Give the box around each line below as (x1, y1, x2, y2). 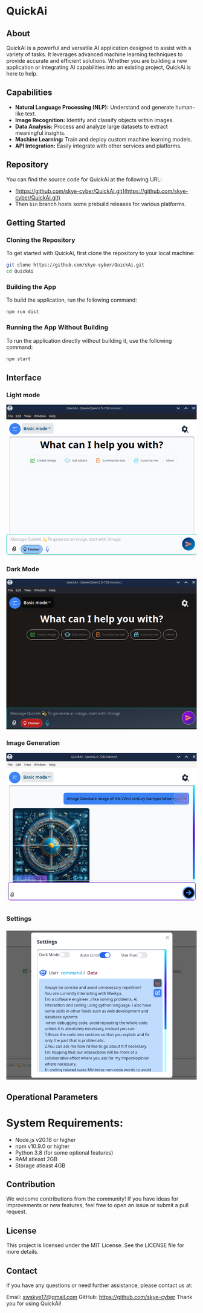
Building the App (6, 282, 56, 291)
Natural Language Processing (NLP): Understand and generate (14, 103, 174, 111)
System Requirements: (6, 1116, 124, 1130)
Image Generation (6, 739, 60, 747)
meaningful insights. (14, 129, 66, 137)
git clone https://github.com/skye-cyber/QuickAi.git (6, 262, 145, 268)
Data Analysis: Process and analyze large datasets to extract (14, 123, 168, 130)
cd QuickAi (6, 268, 34, 274)
